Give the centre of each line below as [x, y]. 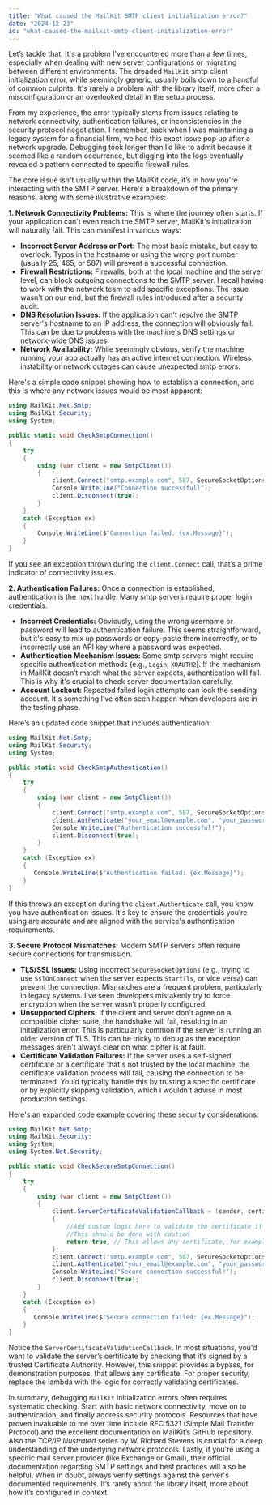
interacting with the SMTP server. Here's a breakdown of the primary [123, 189]
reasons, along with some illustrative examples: [87, 197]
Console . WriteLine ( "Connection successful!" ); [132, 488]
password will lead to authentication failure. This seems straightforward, [140, 630]
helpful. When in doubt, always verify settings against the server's [119, 1475]
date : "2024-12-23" [41, 24]
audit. [30, 306]
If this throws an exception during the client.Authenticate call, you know [131, 904]
